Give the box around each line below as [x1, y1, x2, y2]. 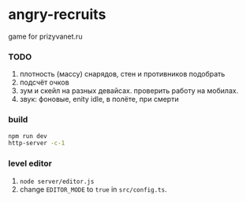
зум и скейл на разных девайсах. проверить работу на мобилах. [19, 86, 239, 95]
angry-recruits [8, 6, 106, 24]
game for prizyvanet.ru [8, 32, 83, 41]
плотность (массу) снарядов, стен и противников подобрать [19, 69, 225, 79]
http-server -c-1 [8, 140, 65, 148]
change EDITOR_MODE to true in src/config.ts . [19, 184, 167, 194]
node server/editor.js [19, 178, 95, 185]
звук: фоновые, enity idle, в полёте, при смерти [19, 95, 179, 104]
